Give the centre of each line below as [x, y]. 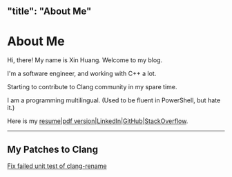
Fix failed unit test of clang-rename [57, 166]
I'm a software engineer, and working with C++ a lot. [82, 74]
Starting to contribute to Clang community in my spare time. [92, 87]
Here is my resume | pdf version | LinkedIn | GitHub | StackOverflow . [98, 121]
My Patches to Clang [53, 149]
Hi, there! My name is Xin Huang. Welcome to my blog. [85, 60]
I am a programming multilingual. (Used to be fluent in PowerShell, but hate [114, 100]
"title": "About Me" [49, 11]
